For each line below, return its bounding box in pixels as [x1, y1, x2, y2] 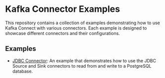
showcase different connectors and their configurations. [5, 30, 120, 36]
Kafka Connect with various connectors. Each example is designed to [5, 25, 147, 31]
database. [12, 68, 33, 74]
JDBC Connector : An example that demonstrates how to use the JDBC [12, 58, 156, 64]
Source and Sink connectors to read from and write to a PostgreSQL [12, 63, 152, 69]
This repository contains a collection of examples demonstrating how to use [5, 20, 160, 26]
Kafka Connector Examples [5, 3, 120, 15]
